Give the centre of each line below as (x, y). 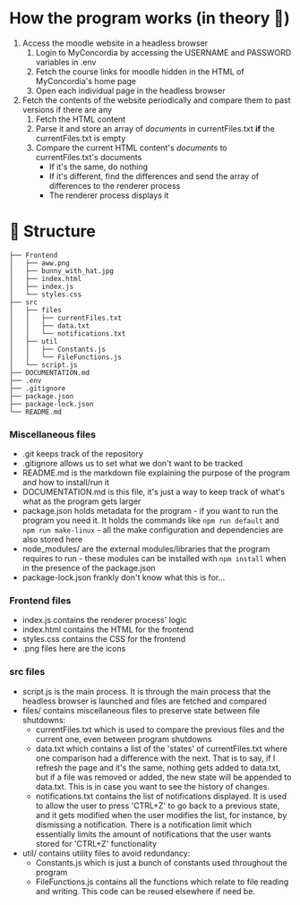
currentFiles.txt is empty (81, 138)
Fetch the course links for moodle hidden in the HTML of (140, 72)
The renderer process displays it (109, 195)
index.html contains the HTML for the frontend (108, 629)
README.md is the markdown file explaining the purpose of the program (156, 473)
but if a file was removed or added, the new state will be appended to (163, 777)
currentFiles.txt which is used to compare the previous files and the (160, 730)
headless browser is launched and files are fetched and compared (144, 701)
